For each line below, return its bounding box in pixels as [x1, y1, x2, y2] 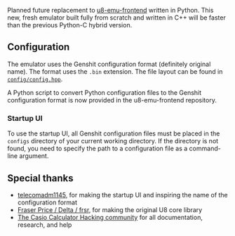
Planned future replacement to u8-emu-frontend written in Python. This [7, 6, 214, 14]
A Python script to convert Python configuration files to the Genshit [7, 88, 202, 97]
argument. [19, 152, 49, 160]
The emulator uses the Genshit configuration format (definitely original [7, 60, 211, 68]
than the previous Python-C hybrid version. [7, 21, 133, 29]
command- [189, 144, 221, 153]
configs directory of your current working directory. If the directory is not [7, 137, 219, 145]
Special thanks [7, 172, 74, 184]
